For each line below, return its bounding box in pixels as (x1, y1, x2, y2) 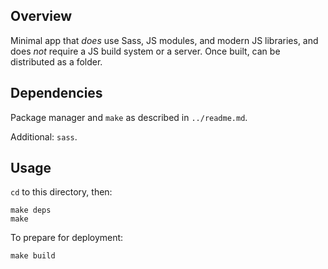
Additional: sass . (10, 130, 78, 143)
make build (10, 251, 56, 261)
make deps (10, 205, 52, 216)
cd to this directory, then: (10, 186, 113, 198)
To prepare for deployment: (10, 232, 124, 244)
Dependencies (10, 85, 103, 102)
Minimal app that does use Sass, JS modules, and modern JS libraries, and (10, 34, 319, 46)
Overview (10, 8, 73, 25)
